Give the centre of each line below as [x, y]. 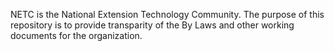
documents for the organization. [76, 35]
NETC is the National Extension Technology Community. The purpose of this [167, 14]
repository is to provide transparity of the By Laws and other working [152, 25]
